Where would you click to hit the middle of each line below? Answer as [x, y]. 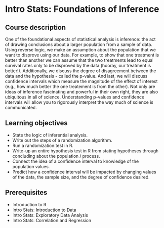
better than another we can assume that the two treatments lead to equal [80, 60]
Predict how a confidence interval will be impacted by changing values [84, 172]
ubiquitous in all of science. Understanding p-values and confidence [75, 97]
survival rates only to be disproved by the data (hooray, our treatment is [78, 66]
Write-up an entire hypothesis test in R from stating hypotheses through [85, 151]
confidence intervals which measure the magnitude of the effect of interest [82, 81]
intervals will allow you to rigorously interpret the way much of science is [79, 102]
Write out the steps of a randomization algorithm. [62, 140]
